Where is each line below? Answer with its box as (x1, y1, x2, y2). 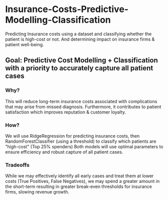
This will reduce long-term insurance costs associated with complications (5, 98, 157, 104)
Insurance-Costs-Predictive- (5, 4, 129, 15)
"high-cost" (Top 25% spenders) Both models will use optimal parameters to (5, 143, 163, 149)
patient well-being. (5, 41, 44, 47)
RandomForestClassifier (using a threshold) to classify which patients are (5, 138, 156, 144)
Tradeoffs (5, 161, 30, 168)
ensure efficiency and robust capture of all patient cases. (5, 149, 123, 155)
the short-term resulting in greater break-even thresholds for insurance (5, 183, 152, 189)
